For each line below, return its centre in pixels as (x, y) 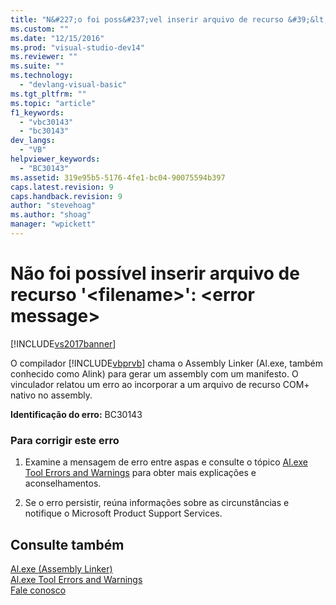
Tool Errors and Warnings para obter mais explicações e (140, 473)
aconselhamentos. (63, 483)
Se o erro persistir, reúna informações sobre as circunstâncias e (157, 503)
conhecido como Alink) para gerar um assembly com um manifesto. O (154, 373)
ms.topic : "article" (53, 103)
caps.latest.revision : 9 (62, 187)
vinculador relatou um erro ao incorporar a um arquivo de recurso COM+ (160, 384)
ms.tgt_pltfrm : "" (48, 94)
